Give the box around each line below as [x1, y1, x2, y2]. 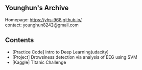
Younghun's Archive [5, 4, 69, 12]
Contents [5, 36, 34, 44]
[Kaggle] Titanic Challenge [12, 59, 66, 65]
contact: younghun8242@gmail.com [5, 22, 79, 28]
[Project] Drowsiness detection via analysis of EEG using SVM [12, 54, 138, 60]
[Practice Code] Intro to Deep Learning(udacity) [12, 49, 109, 55]
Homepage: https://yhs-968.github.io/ [5, 17, 82, 22]
